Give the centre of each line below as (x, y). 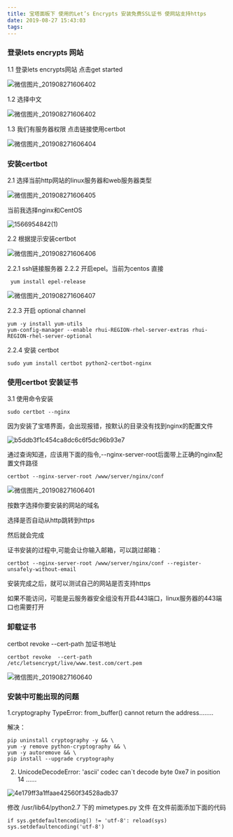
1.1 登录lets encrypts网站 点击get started (65, 69)
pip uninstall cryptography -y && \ (61, 740)
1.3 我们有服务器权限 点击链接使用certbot (66, 129)
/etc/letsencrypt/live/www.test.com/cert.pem (75, 663)
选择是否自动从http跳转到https (51, 521)
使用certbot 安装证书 (43, 382)
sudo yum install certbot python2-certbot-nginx (79, 363)
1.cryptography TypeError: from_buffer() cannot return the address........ (110, 712)
